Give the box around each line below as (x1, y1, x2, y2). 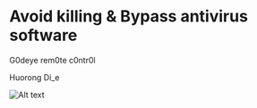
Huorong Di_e (9, 71, 60, 82)
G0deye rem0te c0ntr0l (9, 54, 96, 65)
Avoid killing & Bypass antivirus (9, 6, 249, 27)
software (9, 25, 78, 46)
